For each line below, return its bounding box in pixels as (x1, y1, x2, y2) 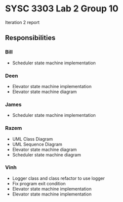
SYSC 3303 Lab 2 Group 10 (5, 3, 119, 14)
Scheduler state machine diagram (12, 151, 82, 157)
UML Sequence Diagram (12, 141, 63, 147)
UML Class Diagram (12, 136, 53, 142)
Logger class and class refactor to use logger (12, 175, 105, 181)
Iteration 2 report (5, 19, 40, 25)
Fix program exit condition (12, 180, 66, 186)
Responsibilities (5, 34, 56, 42)
